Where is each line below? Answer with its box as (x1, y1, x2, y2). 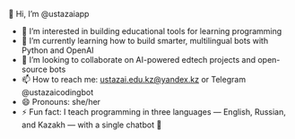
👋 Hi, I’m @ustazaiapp (8, 9, 90, 19)
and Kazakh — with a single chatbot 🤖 (21, 119, 162, 130)
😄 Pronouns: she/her (21, 97, 100, 107)
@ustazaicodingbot (21, 87, 94, 98)
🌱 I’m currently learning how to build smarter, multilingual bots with (21, 36, 269, 46)
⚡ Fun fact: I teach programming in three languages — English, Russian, (21, 107, 286, 117)
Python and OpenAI (21, 45, 95, 56)
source (21, 64, 48, 74)
